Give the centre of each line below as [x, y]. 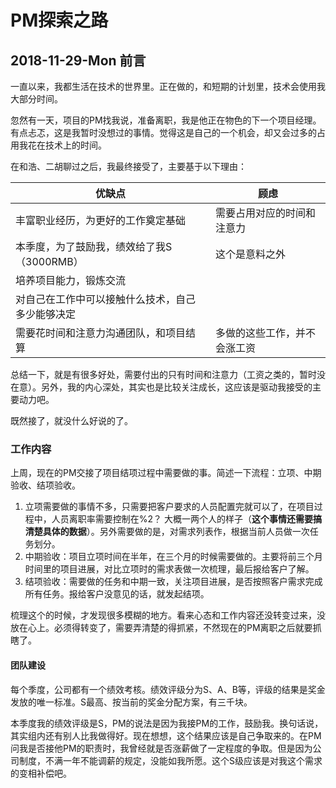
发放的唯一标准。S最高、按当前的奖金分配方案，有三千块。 [131, 702]
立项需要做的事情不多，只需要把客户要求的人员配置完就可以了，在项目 [169, 507]
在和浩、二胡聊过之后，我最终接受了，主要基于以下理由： [128, 166]
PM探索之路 [59, 20]
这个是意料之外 [250, 254]
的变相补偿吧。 [41, 773]
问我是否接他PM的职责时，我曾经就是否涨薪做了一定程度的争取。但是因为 [161, 748]
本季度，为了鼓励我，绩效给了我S [94, 246]
